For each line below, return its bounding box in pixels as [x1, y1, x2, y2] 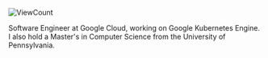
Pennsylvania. [8, 40, 55, 50]
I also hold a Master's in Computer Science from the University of [8, 32, 226, 41]
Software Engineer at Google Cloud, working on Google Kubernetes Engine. [8, 23, 261, 32]
